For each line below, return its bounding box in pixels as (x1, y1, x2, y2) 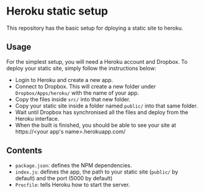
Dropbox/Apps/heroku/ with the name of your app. (15, 89, 139, 96)
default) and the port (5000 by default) (15, 174, 113, 181)
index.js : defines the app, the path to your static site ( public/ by (15, 168, 178, 175)
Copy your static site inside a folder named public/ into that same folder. (15, 102, 198, 109)
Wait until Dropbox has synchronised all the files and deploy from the (15, 108, 189, 116)
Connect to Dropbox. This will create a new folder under (15, 83, 157, 90)
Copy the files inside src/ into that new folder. (15, 95, 131, 103)
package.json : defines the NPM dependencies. (15, 161, 132, 169)
